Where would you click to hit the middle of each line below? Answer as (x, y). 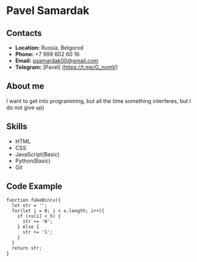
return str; (27, 248)
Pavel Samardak (48, 11)
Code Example (34, 186)
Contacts (24, 33)
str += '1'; (37, 232)
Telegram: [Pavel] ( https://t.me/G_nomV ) (67, 67)
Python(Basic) (33, 161)
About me (25, 86)
